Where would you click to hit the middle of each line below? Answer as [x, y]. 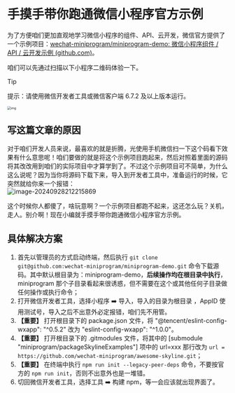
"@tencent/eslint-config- [191, 320]
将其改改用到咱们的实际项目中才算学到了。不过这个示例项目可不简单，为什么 [117, 166]
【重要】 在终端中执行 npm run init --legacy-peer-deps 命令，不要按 [117, 364]
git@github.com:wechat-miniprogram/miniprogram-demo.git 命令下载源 [118, 266]
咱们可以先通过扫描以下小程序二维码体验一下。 [74, 67]
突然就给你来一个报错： [41, 184]
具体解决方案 [35, 239]
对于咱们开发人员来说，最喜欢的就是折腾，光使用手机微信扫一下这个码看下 [114, 149]
